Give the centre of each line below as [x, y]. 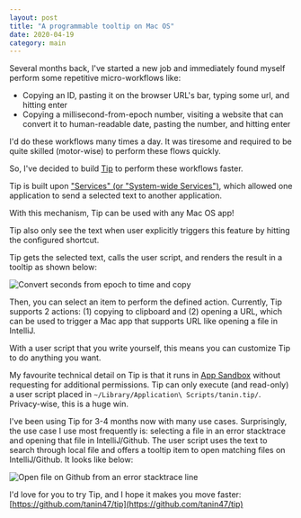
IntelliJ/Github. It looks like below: [71, 459]
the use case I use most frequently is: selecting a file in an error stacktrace [147, 431]
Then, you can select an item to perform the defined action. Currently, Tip [146, 302]
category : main [38, 43]
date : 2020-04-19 [42, 34]
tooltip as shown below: [53, 268]
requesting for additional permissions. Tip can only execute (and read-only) [149, 385]
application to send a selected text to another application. [116, 195]
